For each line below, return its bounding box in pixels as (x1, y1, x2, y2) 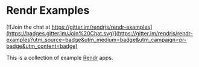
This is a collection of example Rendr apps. (6, 54, 113, 61)
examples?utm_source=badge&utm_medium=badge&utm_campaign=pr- (6, 36, 187, 43)
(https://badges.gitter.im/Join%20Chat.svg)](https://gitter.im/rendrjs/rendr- (6, 29, 193, 36)
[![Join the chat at (6, 23, 51, 31)
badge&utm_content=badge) (6, 42, 78, 50)
